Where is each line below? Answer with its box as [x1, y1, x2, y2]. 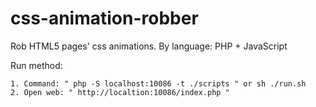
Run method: [10, 59, 63, 71]
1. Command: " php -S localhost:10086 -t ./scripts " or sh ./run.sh [10, 78, 307, 89]
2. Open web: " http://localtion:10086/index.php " [10, 87, 230, 97]
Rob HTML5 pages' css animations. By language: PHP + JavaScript [10, 40, 288, 52]
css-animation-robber [10, 7, 199, 30]
